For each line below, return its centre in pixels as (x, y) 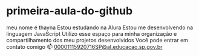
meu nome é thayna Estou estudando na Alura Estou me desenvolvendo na (100, 27)
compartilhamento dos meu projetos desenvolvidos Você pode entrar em (97, 40)
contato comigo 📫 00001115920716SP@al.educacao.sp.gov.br (84, 46)
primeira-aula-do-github (70, 11)
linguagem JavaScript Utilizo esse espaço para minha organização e (92, 33)
